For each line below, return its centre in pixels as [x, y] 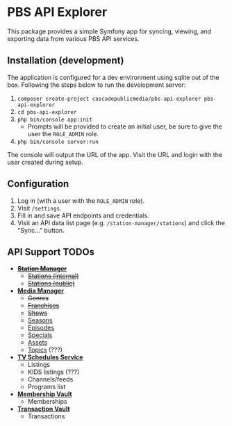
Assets [38, 343]
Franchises [43, 306]
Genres [38, 298]
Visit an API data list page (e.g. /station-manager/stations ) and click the [121, 222]
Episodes [41, 328]
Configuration [38, 184]
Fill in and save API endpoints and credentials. [83, 215]
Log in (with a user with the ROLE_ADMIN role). [81, 200]
